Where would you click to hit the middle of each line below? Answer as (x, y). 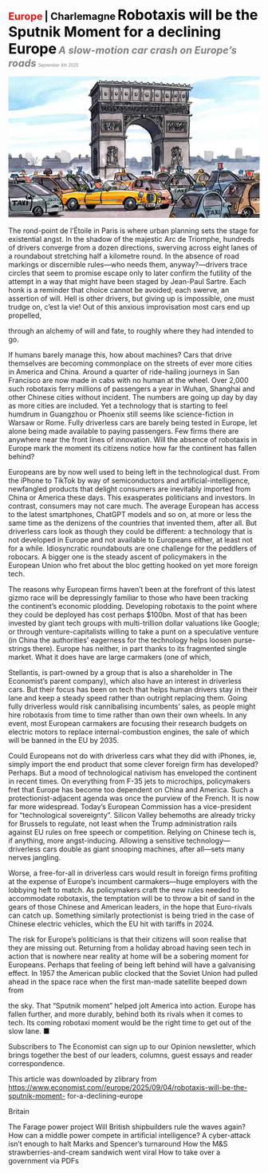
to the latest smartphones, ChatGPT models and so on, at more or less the (130, 514)
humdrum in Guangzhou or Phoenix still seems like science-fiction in (121, 414)
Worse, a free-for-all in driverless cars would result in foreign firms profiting (133, 873)
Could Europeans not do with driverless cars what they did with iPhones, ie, (132, 756)
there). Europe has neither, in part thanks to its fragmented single (140, 648)
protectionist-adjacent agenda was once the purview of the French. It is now (134, 798)
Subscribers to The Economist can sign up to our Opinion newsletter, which (132, 1046)
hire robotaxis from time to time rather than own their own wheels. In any (128, 715)
